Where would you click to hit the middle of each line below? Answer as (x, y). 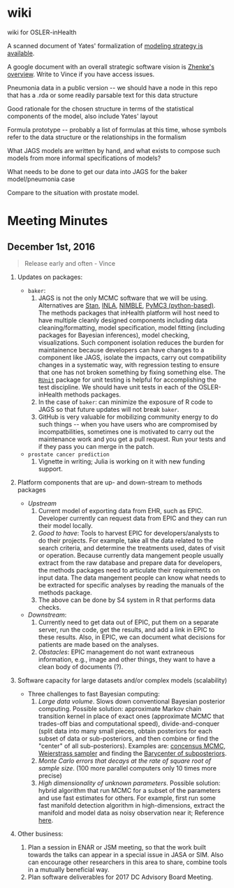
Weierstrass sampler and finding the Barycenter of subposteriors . (132, 753)
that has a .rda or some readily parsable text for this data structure (103, 95)
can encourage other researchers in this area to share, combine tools (127, 862)
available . (21, 53)
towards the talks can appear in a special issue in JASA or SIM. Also (125, 854)
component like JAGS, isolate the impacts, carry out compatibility (132, 357)
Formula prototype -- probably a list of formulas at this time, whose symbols (117, 129)
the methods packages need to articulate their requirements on (129, 570)
